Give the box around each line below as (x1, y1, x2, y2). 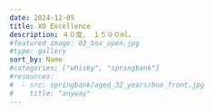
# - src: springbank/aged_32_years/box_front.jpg (9, 80, 205, 89)
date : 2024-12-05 (9, 13, 75, 23)
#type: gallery (9, 47, 67, 56)
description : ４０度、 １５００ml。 (9, 30, 136, 39)
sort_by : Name (9, 55, 63, 64)
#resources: (9, 72, 54, 81)
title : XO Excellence (9, 22, 92, 31)
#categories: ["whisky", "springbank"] (9, 64, 160, 73)
